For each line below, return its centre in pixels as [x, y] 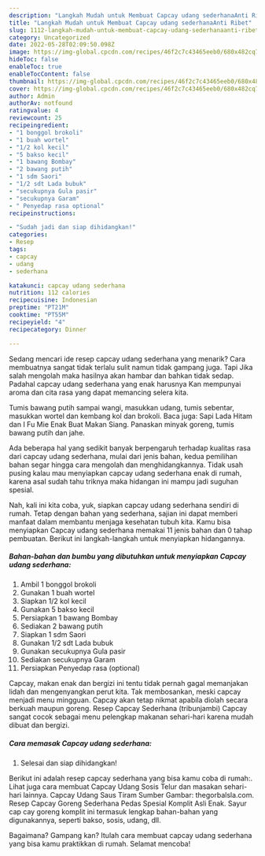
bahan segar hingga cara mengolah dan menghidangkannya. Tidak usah [126, 465]
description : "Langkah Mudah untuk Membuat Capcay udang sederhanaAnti [129, 15]
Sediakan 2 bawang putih [61, 626]
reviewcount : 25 [35, 118]
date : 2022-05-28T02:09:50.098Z [62, 45]
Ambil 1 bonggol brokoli [58, 584]
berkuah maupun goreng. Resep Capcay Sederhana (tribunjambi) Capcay [128, 709]
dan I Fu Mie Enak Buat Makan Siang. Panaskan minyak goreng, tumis [121, 424]
